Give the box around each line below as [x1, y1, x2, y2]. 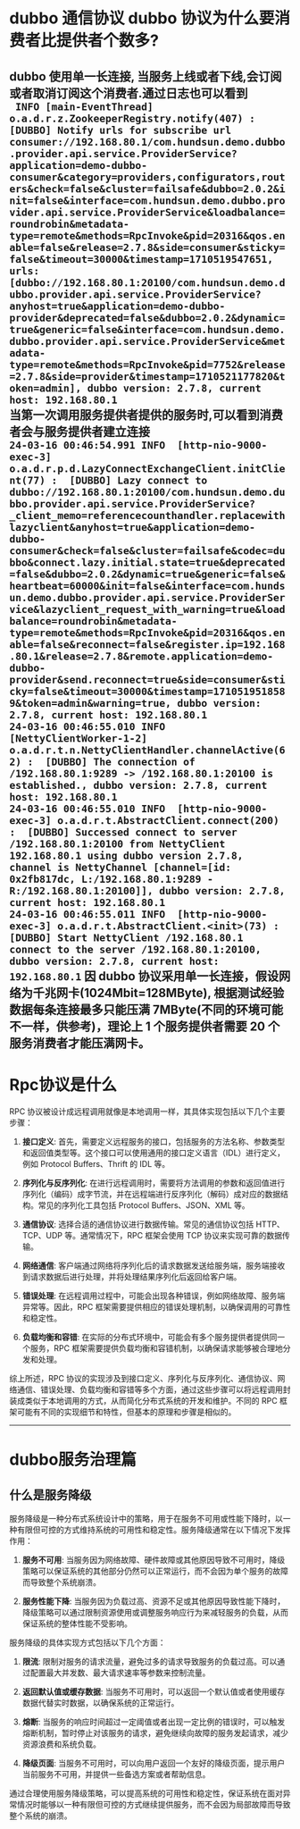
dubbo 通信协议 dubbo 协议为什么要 [9, 8, 275, 29]
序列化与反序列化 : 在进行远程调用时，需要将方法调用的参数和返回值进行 [21, 1177, 286, 1188]
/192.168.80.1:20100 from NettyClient [9, 837, 226, 850]
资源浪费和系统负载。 [21, 1739, 101, 1749]
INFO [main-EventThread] [14, 100, 154, 113]
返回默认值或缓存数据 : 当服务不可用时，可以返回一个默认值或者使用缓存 [21, 1686, 286, 1697]
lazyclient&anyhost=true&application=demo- [9, 520, 256, 533]
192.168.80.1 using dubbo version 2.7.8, [9, 849, 244, 862]
